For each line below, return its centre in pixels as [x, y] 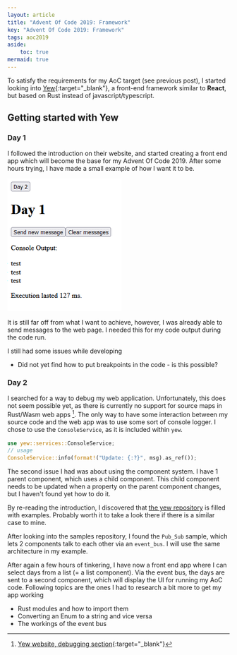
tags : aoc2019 [28, 37]
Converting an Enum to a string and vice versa [85, 616]
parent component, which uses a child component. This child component [114, 479]
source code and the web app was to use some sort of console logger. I [112, 422]
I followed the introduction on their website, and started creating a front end [117, 153]
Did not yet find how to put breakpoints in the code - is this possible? [118, 364]
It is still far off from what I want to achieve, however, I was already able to [115, 322]
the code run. [27, 337]
